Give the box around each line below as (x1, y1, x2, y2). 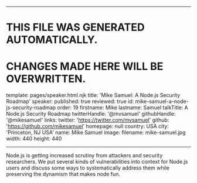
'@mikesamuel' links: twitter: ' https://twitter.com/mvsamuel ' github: (6, 116, 169, 123)
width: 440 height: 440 (6, 135, 62, 142)
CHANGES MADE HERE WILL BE (6, 60, 164, 73)
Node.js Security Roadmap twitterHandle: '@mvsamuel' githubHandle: (6, 111, 176, 118)
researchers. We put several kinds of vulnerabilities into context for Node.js (6, 158, 188, 165)
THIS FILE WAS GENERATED (6, 21, 145, 34)
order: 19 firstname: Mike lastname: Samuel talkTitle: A (57, 104, 189, 111)
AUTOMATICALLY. (6, 33, 98, 47)
